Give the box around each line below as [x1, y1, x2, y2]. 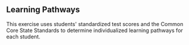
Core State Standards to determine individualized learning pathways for [6, 27, 183, 34]
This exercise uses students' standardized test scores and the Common [6, 20, 184, 27]
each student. [6, 33, 41, 40]
